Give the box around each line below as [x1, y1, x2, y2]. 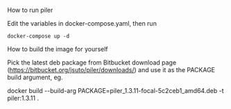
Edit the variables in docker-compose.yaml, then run [7, 19, 157, 27]
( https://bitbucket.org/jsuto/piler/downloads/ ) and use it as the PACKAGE [7, 66, 216, 74]
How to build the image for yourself [7, 45, 109, 53]
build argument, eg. [7, 73, 63, 81]
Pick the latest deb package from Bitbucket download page [7, 58, 177, 67]
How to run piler [7, 6, 53, 14]
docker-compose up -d [7, 33, 70, 40]
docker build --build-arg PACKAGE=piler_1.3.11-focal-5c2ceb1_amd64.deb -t [7, 87, 224, 94]
